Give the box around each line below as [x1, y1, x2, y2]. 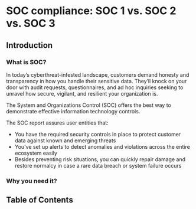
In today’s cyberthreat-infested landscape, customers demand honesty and [6, 71, 190, 78]
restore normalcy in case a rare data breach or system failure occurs [14, 162, 182, 169]
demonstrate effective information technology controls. [6, 107, 141, 115]
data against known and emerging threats [14, 137, 116, 144]
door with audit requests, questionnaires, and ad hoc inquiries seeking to [6, 84, 184, 91]
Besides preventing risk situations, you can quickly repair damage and [14, 155, 186, 163]
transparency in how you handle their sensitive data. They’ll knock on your [6, 77, 187, 84]
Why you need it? [6, 177, 57, 185]
